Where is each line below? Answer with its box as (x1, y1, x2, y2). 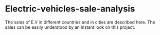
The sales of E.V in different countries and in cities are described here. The (5, 19, 156, 25)
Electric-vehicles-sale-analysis (5, 3, 135, 14)
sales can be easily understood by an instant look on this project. (5, 24, 135, 30)
